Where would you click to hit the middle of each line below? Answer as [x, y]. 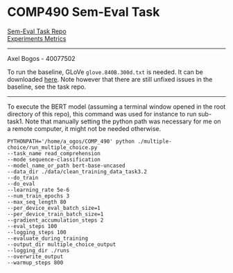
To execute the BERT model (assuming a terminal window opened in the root [116, 106]
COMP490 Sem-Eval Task [84, 12]
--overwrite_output [35, 256]
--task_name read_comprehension [54, 153]
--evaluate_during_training [48, 238]
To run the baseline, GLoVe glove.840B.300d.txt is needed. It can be [105, 72]
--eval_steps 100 [32, 226]
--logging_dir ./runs [38, 250]
